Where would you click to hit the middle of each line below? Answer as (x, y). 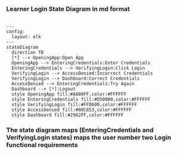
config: (16, 32)
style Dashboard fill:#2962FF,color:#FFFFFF (68, 115)
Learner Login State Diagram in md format (68, 9)
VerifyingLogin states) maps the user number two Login (89, 138)
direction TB (28, 52)
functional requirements (42, 145)
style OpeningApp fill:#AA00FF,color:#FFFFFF (69, 94)
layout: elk (27, 37)
